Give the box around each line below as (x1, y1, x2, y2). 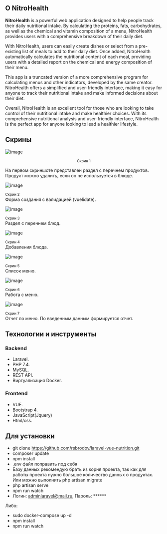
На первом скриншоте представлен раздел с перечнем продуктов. (5, 167, 149, 173)
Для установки (5, 432, 55, 440)
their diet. (5, 95, 25, 101)
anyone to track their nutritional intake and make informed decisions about (5, 90, 158, 96)
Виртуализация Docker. (12, 378, 62, 384)
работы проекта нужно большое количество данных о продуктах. (12, 472, 154, 478)
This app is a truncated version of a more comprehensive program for (5, 74, 149, 80)
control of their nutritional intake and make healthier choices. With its (5, 110, 147, 116)
